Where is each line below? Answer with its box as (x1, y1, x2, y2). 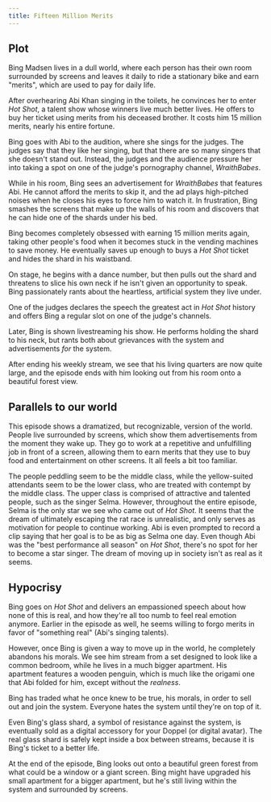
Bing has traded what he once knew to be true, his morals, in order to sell (8, 693, 252, 703)
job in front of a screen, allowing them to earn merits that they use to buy (8, 447, 251, 457)
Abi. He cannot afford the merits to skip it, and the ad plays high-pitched (8, 187, 248, 197)
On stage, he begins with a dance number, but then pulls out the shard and (8, 269, 256, 279)
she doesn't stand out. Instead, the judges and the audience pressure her (8, 154, 252, 164)
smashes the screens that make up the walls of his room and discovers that (8, 204, 260, 214)
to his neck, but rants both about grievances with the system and (8, 336, 224, 345)
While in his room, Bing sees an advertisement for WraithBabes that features (8, 178, 263, 188)
